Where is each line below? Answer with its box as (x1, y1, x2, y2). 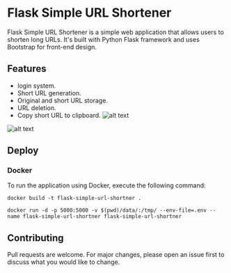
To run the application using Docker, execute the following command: (7, 181, 207, 189)
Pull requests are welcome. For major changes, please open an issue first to (7, 251, 225, 259)
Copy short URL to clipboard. (17, 111, 101, 119)
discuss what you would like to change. (7, 258, 120, 266)
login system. (17, 81, 56, 90)
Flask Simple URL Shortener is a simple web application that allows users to (7, 28, 224, 36)
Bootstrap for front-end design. (7, 42, 97, 51)
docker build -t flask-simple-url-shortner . (7, 195, 141, 202)
